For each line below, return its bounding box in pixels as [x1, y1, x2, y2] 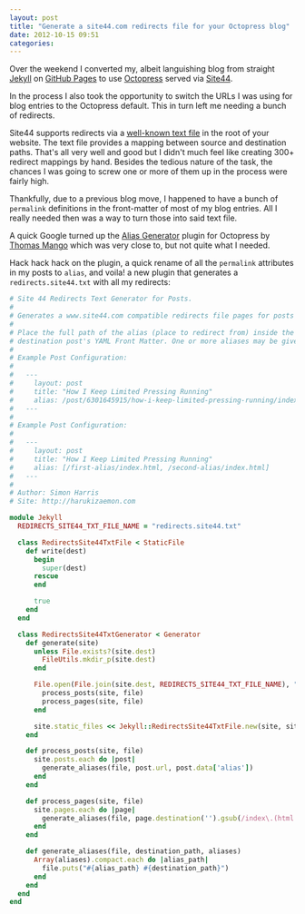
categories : [9, 38, 54, 48]
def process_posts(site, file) [25, 746, 144, 756]
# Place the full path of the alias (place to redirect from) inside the [9, 328, 295, 337]
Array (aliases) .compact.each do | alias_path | [33, 855, 209, 864]
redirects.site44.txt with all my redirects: [9, 277, 171, 288]
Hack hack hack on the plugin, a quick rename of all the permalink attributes [9, 258, 294, 269]
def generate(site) [25, 638, 100, 647]
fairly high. [9, 176, 50, 187]
